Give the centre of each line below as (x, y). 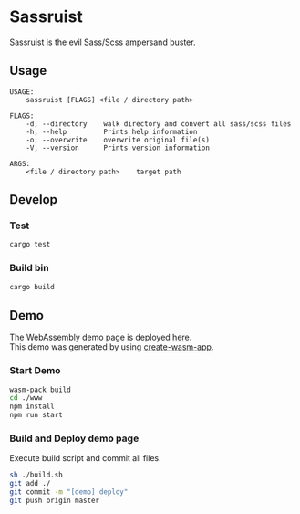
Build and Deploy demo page (74, 438)
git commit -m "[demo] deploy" (69, 492)
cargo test (30, 245)
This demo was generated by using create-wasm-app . (112, 347)
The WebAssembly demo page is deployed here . (101, 337)
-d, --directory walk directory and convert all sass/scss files (159, 124)
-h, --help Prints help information (112, 131)
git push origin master (55, 501)
